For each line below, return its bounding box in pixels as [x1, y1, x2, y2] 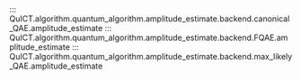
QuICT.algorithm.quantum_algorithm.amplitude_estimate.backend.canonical [9, 13, 290, 24]
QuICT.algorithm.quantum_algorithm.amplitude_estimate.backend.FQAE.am [9, 32, 288, 43]
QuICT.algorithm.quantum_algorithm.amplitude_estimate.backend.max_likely [9, 52, 293, 61]
